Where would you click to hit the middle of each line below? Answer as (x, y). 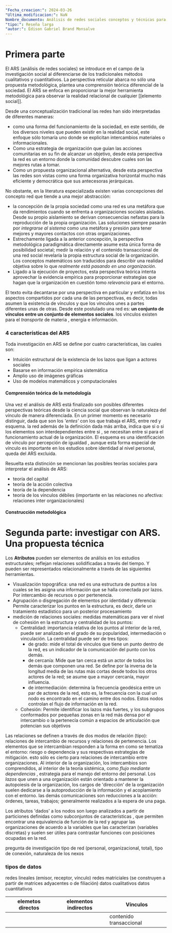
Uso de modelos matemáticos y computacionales (65, 381)
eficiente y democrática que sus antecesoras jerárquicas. (73, 181)
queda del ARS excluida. (31, 453)
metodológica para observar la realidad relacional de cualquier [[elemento (83, 96)
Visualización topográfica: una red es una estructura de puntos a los (85, 584)
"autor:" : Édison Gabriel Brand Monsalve (50, 29)
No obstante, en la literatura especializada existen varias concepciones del (84, 191)
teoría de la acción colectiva (42, 484)
